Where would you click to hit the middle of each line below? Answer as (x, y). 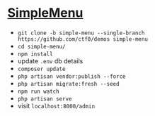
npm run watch (38, 91)
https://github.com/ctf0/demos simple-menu (83, 39)
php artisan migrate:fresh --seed (68, 84)
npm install (35, 54)
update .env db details (50, 60)
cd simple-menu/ (41, 46)
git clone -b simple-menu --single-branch (81, 33)
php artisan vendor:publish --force (71, 76)
